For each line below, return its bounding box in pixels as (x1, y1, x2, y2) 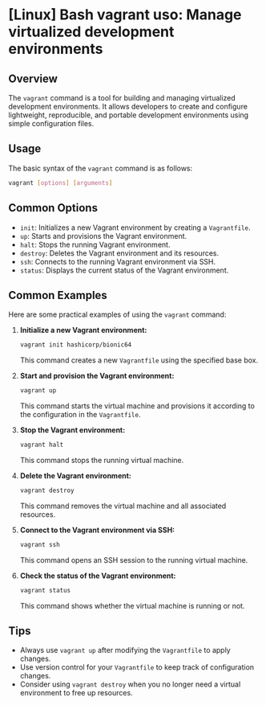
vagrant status (19, 586, 71, 594)
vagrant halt (19, 441, 64, 449)
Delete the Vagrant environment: (19, 470, 132, 480)
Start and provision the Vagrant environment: (19, 371, 175, 381)
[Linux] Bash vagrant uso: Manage (8, 6, 242, 24)
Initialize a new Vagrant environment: (19, 326, 147, 335)
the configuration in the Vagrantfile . (19, 410, 141, 420)
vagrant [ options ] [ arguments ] (8, 178, 113, 186)
